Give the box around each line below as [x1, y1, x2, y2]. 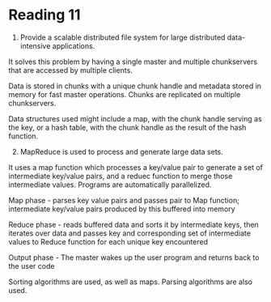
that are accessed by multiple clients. [8, 65, 133, 74]
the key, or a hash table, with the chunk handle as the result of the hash [8, 122, 247, 132]
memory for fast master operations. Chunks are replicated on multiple [8, 89, 241, 99]
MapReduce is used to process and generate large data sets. [19, 147, 224, 156]
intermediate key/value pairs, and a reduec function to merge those [8, 171, 233, 181]
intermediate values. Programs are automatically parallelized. [8, 180, 212, 189]
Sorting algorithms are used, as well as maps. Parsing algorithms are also [8, 277, 253, 287]
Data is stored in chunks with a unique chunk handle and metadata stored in [8, 81, 261, 91]
